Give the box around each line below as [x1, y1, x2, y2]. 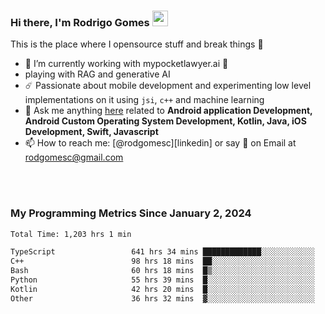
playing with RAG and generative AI [24, 68, 171, 80]
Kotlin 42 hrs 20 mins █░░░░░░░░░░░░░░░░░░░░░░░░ [10, 284, 315, 294]
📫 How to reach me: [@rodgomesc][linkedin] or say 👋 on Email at [24, 137, 297, 149]
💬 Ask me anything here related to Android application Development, [24, 105, 313, 117]
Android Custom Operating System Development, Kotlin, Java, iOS [24, 115, 307, 127]
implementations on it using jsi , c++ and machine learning [24, 94, 265, 106]
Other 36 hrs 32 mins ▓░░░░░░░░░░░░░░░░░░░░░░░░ [10, 293, 315, 304]
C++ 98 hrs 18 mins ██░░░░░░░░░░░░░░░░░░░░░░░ [10, 256, 315, 267]
